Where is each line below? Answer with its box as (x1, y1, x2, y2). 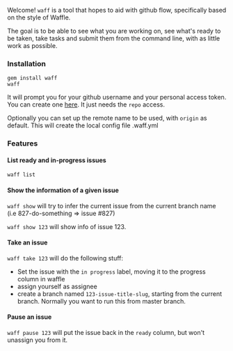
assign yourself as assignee (17, 282, 97, 290)
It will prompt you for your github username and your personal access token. (7, 93, 227, 102)
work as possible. (7, 42, 58, 49)
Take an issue (7, 238, 48, 247)
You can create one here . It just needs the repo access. (7, 100, 166, 109)
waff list (7, 171, 36, 178)
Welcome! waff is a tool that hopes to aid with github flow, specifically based (7, 6, 227, 14)
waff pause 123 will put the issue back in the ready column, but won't (7, 329, 205, 337)
